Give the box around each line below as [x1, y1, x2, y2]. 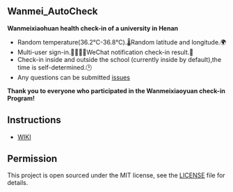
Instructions [7, 114, 61, 126]
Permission [7, 153, 58, 165]
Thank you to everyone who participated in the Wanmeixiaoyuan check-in [7, 86, 226, 95]
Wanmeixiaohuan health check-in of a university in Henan [7, 24, 179, 32]
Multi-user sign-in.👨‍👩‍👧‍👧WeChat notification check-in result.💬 [17, 48, 193, 56]
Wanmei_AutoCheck [7, 6, 98, 17]
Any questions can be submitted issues [17, 73, 131, 81]
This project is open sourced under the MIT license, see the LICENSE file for [7, 171, 225, 179]
